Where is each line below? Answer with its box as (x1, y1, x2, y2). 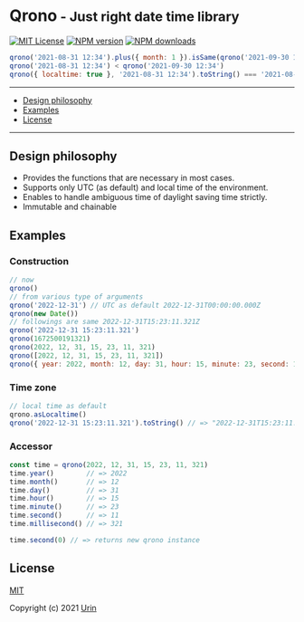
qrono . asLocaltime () (9, 409, 88, 419)
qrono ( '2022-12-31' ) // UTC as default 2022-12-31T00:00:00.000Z (9, 301, 261, 310)
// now (9, 275, 34, 285)
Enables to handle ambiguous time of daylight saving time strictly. (22, 192, 268, 203)
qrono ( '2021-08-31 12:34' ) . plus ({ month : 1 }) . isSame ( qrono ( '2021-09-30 (9, 53, 290, 62)
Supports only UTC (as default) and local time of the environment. (22, 182, 269, 193)
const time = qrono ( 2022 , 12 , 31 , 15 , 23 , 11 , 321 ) (9, 460, 209, 469)
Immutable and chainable (22, 201, 118, 213)
